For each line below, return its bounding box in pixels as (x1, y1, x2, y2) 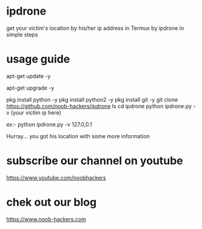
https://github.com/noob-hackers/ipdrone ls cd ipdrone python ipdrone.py (6, 102, 192, 110)
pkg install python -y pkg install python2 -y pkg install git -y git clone (6, 96, 178, 103)
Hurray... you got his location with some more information (6, 132, 150, 139)
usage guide (6, 52, 70, 66)
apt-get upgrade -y (6, 84, 55, 91)
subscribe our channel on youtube (6, 154, 183, 168)
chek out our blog (6, 196, 97, 209)
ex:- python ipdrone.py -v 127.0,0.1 (6, 121, 92, 128)
